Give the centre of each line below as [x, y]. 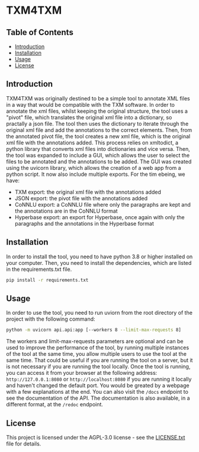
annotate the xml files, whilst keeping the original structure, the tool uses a [97, 111]
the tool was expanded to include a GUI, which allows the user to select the [98, 155]
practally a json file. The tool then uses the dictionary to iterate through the [97, 124]
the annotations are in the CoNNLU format [66, 211]
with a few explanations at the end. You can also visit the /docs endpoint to [97, 392]
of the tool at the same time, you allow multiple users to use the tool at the [96, 354]
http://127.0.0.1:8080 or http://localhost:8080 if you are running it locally [99, 379]
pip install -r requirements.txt [47, 280]
